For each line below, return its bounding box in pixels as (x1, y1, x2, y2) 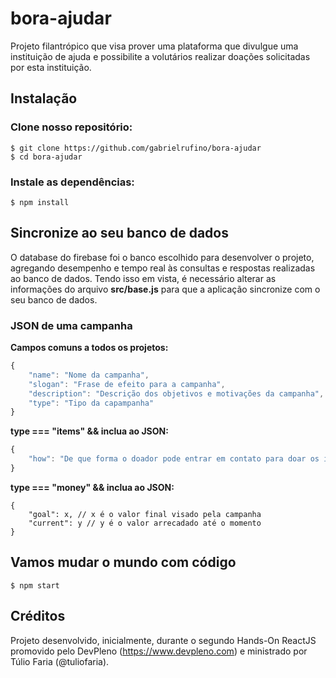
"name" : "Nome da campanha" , (28, 370, 150, 380)
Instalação (10, 90, 78, 107)
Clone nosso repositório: (10, 120, 133, 134)
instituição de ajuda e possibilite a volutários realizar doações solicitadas (10, 50, 311, 62)
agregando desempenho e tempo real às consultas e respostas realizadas (10, 262, 316, 274)
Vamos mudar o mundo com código (10, 554, 237, 571)
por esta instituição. (10, 61, 92, 73)
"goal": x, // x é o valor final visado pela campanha (28, 509, 262, 519)
